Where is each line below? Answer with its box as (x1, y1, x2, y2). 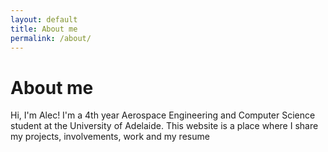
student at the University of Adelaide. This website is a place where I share (10, 120, 319, 132)
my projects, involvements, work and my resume (10, 131, 210, 143)
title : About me (10, 24, 78, 34)
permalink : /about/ (10, 33, 92, 43)
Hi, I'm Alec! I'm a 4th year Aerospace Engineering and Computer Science (10, 109, 316, 121)
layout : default (10, 14, 78, 25)
